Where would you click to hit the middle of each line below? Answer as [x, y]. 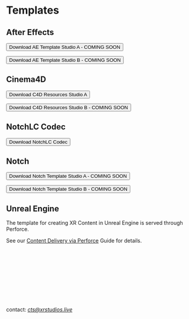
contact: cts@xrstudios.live [39, 310]
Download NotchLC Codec [39, 142]
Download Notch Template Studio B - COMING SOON [68, 189]
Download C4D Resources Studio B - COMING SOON [69, 107]
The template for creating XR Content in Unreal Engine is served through [95, 223]
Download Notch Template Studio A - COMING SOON [68, 176]
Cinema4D [26, 80]
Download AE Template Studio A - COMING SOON [65, 47]
